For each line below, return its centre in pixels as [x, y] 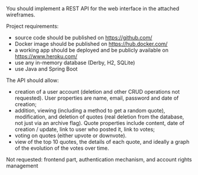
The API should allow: [33, 80]
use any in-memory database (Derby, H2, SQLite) [75, 62]
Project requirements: [33, 26]
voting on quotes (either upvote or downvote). [71, 136]
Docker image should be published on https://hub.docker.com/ [91, 44]
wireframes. [21, 15]
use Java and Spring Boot [46, 69]
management [22, 166]
